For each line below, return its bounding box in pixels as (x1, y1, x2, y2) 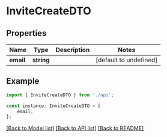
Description (55, 46, 90, 54)
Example (6, 76, 40, 86)
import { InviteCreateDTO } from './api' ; (6, 92, 114, 98)
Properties (6, 28, 47, 38)
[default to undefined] (95, 56, 158, 64)
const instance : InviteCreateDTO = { (6, 103, 101, 109)
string (32, 56, 50, 64)
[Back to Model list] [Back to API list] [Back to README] (6, 124, 144, 132)
